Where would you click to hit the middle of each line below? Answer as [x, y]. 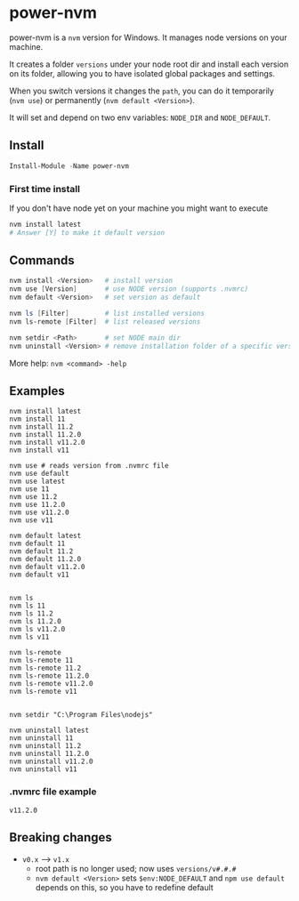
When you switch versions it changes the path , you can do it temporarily [141, 91]
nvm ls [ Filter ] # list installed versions [107, 314]
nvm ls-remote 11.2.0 [49, 676]
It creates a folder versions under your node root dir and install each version [149, 64]
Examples [37, 391]
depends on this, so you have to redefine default [124, 887]
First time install [44, 189]
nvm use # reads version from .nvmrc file [89, 466]
